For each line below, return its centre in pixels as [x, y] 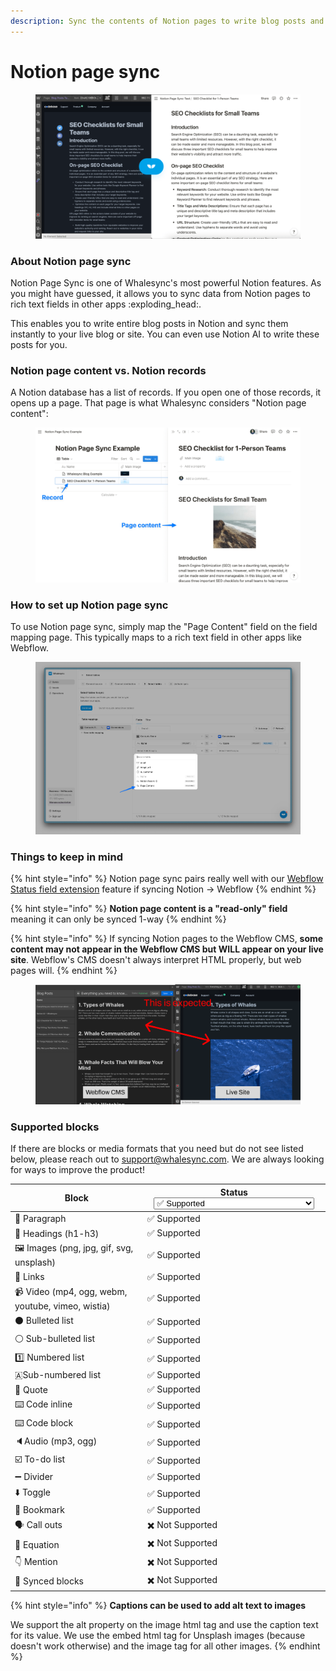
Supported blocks [55, 1127]
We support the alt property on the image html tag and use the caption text [164, 1625]
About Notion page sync [71, 261]
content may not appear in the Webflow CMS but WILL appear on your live [167, 949]
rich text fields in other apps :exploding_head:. [106, 304]
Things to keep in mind [66, 857]
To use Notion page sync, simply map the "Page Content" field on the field [164, 627]
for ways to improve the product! [77, 1170]
